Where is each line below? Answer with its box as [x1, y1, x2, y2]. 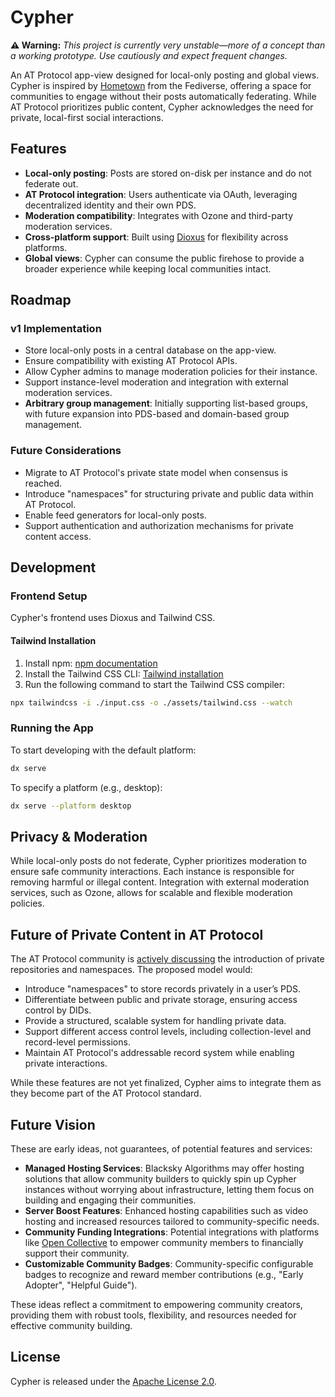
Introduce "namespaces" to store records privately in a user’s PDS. [24, 983, 302, 995]
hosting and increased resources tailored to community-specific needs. [24, 1215, 320, 1227]
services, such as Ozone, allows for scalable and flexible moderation [10, 887, 293, 899]
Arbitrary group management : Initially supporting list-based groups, [24, 397, 308, 410]
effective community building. [10, 1319, 133, 1331]
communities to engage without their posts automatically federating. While [10, 90, 317, 102]
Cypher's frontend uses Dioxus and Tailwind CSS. [10, 612, 216, 624]
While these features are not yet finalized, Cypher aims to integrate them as [10, 1077, 322, 1089]
